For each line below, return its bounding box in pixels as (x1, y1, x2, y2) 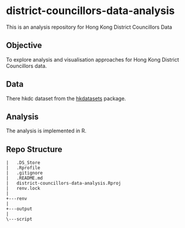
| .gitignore (6, 170, 43, 176)
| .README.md (6, 175, 43, 181)
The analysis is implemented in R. (6, 127, 86, 134)
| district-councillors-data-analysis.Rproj (6, 181, 121, 186)
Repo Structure (6, 144, 62, 154)
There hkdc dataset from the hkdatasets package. (6, 95, 127, 102)
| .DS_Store (6, 160, 41, 166)
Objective (6, 40, 43, 50)
